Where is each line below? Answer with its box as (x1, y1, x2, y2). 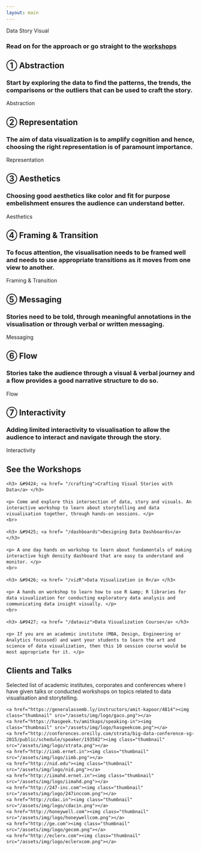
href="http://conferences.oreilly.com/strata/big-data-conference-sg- (14, 730, 195, 736)
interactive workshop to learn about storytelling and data (6, 505, 160, 511)
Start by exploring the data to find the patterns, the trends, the (6, 78, 191, 87)
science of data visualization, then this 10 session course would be (6, 643, 187, 649)
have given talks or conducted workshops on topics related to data (6, 688, 172, 695)
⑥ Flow (6, 351, 38, 361)
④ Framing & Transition (6, 230, 98, 240)
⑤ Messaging (6, 294, 62, 305)
